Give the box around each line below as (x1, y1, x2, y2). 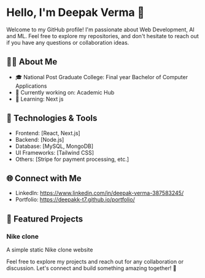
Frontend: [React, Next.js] (15, 129, 81, 137)
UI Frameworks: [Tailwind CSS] (15, 149, 94, 156)
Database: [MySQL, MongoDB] (15, 142, 94, 150)
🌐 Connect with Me (6, 173, 82, 183)
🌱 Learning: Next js (15, 95, 64, 102)
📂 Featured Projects (6, 214, 83, 224)
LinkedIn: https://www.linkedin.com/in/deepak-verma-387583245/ (15, 190, 184, 197)
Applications (15, 82, 47, 90)
